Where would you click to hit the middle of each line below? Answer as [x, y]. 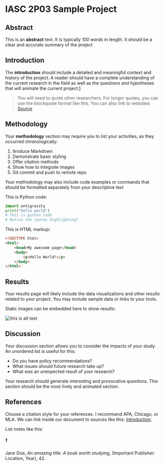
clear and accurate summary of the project [49, 45]
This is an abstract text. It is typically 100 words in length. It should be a [79, 39]
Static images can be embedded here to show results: [60, 309]
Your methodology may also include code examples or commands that [77, 182]
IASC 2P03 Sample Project [61, 9]
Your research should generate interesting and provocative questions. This [82, 381]
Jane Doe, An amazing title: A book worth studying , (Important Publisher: [80, 453]
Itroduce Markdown [33, 151]
